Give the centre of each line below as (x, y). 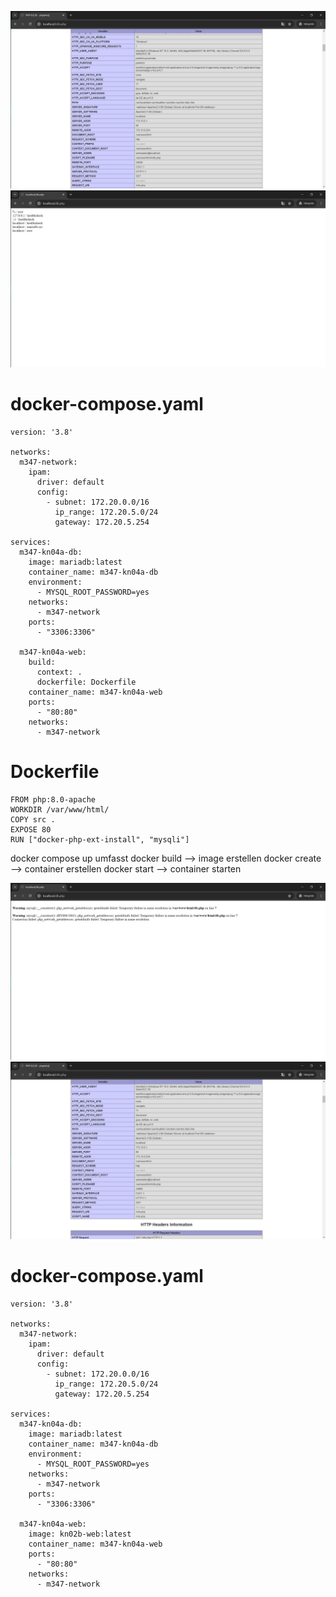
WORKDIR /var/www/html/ (60, 809)
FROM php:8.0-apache (53, 799)
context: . (59, 672)
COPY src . (33, 819)
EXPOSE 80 (31, 829)
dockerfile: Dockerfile (86, 682)
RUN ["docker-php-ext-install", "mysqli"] (100, 839)
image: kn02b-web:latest (80, 1534)
